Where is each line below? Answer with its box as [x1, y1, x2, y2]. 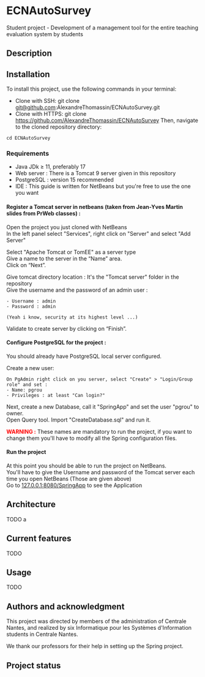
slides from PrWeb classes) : [6, 210, 81, 217]
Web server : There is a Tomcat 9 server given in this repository [15, 170, 176, 177]
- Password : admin [6, 303, 56, 309]
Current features [6, 534, 72, 544]
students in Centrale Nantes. [6, 630, 78, 638]
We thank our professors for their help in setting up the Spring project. [6, 643, 184, 650]
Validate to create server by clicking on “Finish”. [6, 325, 127, 332]
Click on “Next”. [6, 261, 47, 268]
